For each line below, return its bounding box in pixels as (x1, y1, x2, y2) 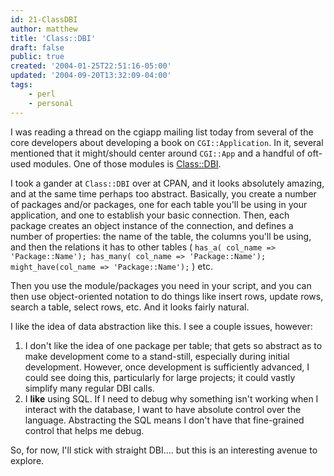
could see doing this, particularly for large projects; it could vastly (24, 371, 296, 383)
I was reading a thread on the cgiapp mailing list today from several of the (10, 126, 314, 138)
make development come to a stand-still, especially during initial (24, 350, 290, 362)
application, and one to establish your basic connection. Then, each (10, 209, 290, 221)
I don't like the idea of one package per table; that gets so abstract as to (24, 339, 323, 351)
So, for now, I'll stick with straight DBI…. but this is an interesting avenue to (10, 444, 318, 456)
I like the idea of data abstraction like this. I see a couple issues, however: (10, 320, 313, 332)
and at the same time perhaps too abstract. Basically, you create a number (10, 187, 317, 200)
